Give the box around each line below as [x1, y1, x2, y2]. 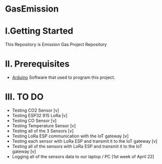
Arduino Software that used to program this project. [12, 75, 115, 80]
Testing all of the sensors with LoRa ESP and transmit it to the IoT [12, 144, 143, 149]
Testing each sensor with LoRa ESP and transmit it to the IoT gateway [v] [12, 138, 158, 144]
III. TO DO [5, 91, 44, 103]
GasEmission [5, 3, 59, 15]
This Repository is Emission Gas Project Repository [5, 42, 107, 47]
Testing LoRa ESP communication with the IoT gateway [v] [12, 133, 129, 139]
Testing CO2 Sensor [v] [12, 107, 59, 113]
